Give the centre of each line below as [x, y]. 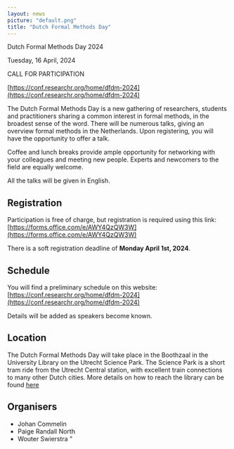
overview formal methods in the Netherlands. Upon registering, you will [111, 131]
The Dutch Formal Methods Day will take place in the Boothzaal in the [108, 355]
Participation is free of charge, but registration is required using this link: [112, 220]
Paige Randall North [46, 431]
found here [23, 384]
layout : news [26, 14]
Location [27, 338]
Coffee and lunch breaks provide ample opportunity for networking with [111, 152]
